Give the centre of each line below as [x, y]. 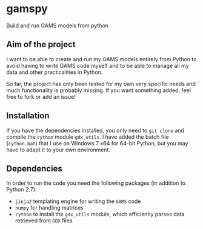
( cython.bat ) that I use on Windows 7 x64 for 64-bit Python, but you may [98, 143]
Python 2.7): [22, 190]
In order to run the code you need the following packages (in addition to [96, 183]
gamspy [27, 9]
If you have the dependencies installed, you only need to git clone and [95, 130]
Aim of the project [41, 45]
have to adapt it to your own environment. [58, 150]
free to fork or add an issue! [41, 96]
